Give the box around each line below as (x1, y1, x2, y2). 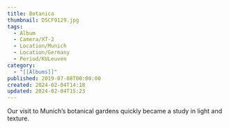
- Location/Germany (13, 49, 70, 56)
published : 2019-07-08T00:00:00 (7, 74, 101, 82)
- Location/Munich (13, 42, 68, 49)
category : (7, 62, 36, 69)
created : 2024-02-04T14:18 (7, 81, 86, 88)
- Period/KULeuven (13, 56, 68, 63)
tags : (7, 23, 23, 30)
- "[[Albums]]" (13, 68, 58, 75)
